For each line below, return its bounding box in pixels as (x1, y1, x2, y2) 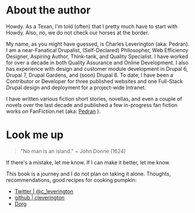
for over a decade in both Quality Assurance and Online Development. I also (6, 59, 189, 66)
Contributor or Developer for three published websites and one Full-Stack (6, 77, 183, 85)
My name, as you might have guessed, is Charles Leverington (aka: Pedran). (6, 40, 190, 47)
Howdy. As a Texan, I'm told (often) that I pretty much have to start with (6, 23, 178, 30)
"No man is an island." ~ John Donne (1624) (20, 147, 126, 154)
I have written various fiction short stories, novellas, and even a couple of (6, 95, 182, 102)
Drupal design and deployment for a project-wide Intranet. (6, 84, 147, 91)
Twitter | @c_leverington (14, 188, 74, 195)
